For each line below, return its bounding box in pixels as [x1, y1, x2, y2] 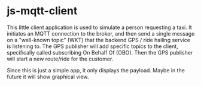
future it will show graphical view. [7, 73, 89, 80]
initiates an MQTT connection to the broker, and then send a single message [7, 30, 195, 37]
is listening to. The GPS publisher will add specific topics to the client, [7, 43, 178, 50]
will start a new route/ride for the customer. [7, 55, 114, 62]
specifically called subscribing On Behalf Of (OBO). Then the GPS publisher [7, 49, 193, 56]
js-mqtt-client [7, 4, 78, 18]
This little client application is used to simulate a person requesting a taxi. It [7, 24, 192, 31]
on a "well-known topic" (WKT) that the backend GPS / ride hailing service [7, 36, 191, 43]
